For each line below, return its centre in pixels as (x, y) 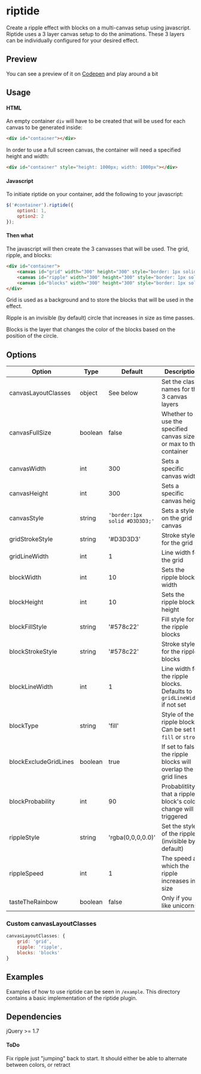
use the (172, 422)
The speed (176, 859)
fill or (171, 737)
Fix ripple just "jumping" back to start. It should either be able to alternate (97, 1058)
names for (176, 389)
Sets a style (178, 511)
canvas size (178, 437)
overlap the (177, 769)
